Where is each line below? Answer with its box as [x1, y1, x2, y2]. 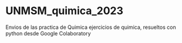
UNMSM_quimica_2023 [5, 4, 124, 18]
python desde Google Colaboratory [5, 29, 92, 37]
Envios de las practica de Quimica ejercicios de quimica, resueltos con [5, 24, 177, 31]
